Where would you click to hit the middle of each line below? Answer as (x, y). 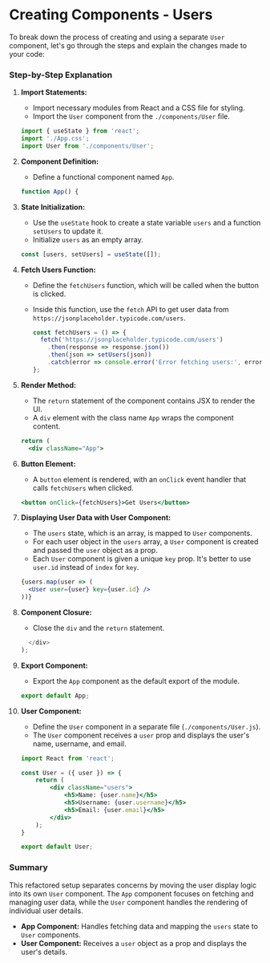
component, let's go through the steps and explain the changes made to (128, 45)
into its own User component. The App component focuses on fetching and (132, 893)
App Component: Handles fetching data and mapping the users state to (139, 926)
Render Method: (48, 385)
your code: (27, 54)
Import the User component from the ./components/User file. (131, 116)
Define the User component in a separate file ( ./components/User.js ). (147, 726)
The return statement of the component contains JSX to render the (144, 400)
